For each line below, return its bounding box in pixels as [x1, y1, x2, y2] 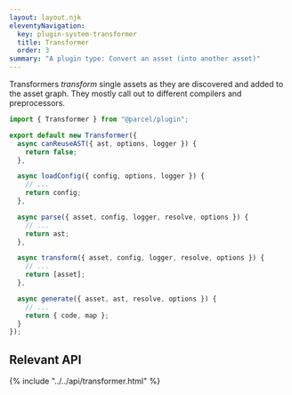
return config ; [25, 189, 82, 197]
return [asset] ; [25, 270, 86, 279]
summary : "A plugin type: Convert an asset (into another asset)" [9, 54, 261, 63]
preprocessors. [9, 98, 65, 108]
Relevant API [9, 352, 82, 367]
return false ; [25, 148, 77, 157]
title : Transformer [17, 37, 90, 47]
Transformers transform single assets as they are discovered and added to [9, 79, 284, 89]
